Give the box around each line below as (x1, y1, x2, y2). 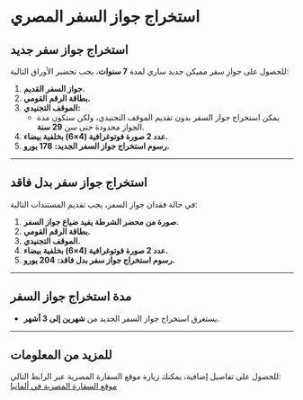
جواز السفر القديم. (22, 84, 85, 93)
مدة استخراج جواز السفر (10, 289, 132, 305)
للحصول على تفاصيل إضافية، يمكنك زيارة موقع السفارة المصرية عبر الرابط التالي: (10, 371, 281, 382)
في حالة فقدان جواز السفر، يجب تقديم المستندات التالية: (10, 199, 198, 209)
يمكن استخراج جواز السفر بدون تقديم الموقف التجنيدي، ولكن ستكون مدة (36, 112, 280, 122)
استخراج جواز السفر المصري (10, 6, 201, 27)
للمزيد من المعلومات (10, 348, 112, 363)
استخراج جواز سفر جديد (10, 42, 129, 58)
